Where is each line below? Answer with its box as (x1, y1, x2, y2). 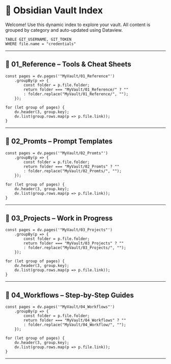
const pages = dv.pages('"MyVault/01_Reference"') (5, 74, 115, 79)
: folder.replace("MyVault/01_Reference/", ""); (23, 92, 129, 97)
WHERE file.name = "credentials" (5, 41, 76, 47)
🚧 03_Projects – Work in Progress (5, 214, 113, 222)
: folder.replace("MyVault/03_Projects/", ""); (23, 245, 126, 251)
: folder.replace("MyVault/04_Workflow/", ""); (23, 322, 126, 328)
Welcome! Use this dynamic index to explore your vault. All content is (5, 21, 151, 28)
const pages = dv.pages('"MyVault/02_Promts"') (5, 150, 108, 155)
